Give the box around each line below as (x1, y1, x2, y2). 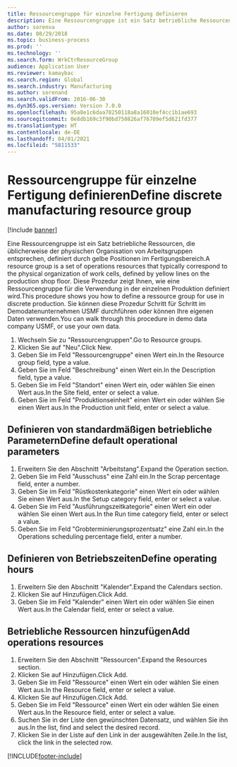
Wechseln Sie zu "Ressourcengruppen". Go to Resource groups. (17, 336, 202, 344)
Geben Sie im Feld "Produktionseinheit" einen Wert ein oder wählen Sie (17, 396, 225, 404)
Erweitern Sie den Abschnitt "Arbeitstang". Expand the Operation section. (17, 464, 229, 473)
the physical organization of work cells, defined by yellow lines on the (7, 269, 210, 278)
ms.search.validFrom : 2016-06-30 (7, 96, 106, 103)
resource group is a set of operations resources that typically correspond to (7, 262, 228, 271)
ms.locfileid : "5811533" (7, 142, 80, 149)
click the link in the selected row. (17, 738, 113, 746)
